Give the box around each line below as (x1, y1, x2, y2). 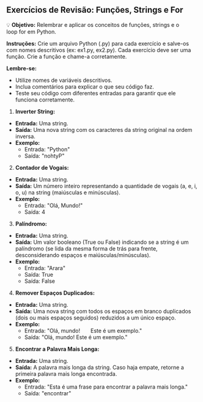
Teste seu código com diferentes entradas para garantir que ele (15, 89, 176, 97)
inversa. (15, 133, 35, 140)
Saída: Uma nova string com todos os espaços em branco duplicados (15, 307, 191, 315)
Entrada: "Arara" (24, 264, 66, 271)
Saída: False (24, 277, 55, 285)
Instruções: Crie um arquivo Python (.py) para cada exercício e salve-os (6, 40, 190, 47)
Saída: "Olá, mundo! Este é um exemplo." (24, 333, 128, 341)
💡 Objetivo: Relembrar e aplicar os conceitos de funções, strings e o (6, 21, 179, 28)
